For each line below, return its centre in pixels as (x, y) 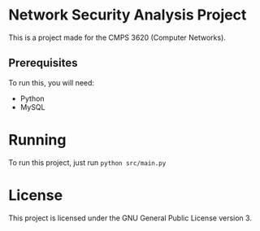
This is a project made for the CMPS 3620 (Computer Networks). (117, 37)
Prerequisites (43, 63)
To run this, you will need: (52, 82)
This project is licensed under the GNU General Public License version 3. (130, 218)
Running (37, 139)
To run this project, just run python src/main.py (87, 162)
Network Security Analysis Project (128, 15)
